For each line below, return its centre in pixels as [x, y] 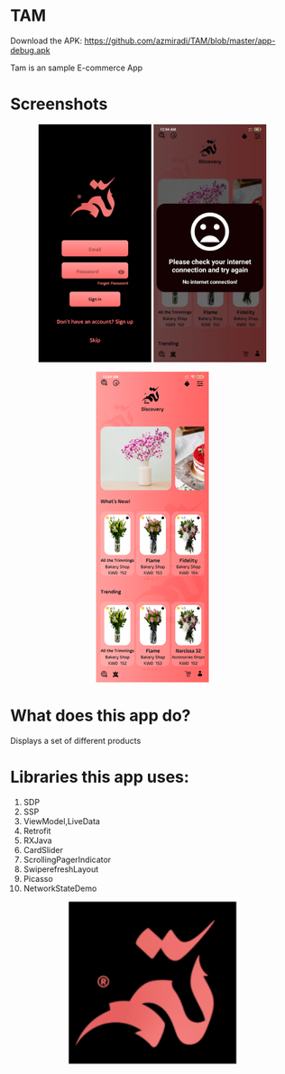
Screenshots [59, 104]
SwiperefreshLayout [61, 869]
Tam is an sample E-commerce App [77, 68]
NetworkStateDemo [60, 888]
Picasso [38, 878]
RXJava [37, 840]
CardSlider [43, 849]
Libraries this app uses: [100, 777]
